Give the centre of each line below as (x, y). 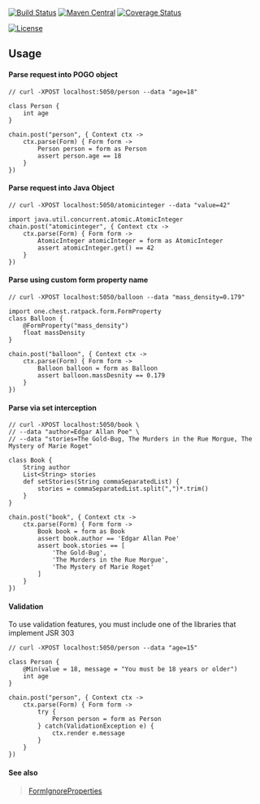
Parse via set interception (53, 407)
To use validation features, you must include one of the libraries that (122, 624)
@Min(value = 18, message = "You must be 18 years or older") (130, 669)
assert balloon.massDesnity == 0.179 (101, 376)
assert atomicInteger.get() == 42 (96, 248)
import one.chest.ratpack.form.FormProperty (85, 311)
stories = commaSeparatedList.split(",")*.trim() (123, 489)
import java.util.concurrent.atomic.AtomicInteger (96, 219)
